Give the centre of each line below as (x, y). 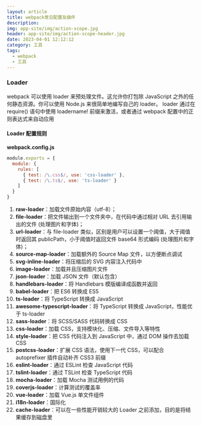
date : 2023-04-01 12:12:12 (40, 39)
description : (23, 23)
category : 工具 (25, 45)
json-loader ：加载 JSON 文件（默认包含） (68, 276)
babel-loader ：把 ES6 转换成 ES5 (57, 291)
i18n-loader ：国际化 (41, 402)
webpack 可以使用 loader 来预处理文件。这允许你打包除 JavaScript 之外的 (98, 96)
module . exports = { (31, 158)
